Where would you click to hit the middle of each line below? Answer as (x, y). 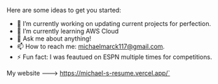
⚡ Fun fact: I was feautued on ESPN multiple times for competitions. (114, 57)
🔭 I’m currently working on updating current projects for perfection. (114, 23)
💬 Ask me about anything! (54, 38)
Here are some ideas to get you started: (64, 10)
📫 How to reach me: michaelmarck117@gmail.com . (91, 46)
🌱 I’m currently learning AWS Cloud (68, 31)
